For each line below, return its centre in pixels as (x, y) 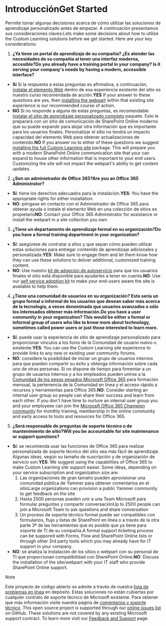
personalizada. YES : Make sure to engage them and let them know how (85, 255)
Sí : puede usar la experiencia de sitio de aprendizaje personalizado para (86, 337)
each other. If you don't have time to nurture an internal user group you (85, 400)
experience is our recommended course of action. (64, 105)
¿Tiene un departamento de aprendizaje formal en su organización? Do (86, 229)
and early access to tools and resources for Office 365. (69, 416)
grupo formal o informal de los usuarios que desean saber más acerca (86, 301)
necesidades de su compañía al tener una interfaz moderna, (76, 59)
